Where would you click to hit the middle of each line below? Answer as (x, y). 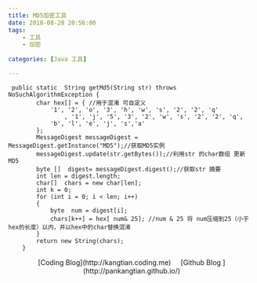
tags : (17, 30)
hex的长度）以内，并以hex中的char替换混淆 (69, 227)
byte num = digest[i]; (89, 210)
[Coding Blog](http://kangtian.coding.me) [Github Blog (130, 262)
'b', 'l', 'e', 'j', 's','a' (98, 123)
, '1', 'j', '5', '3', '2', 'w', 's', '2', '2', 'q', (154, 116)
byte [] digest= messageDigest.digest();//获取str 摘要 (129, 169)
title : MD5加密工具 (38, 15)
